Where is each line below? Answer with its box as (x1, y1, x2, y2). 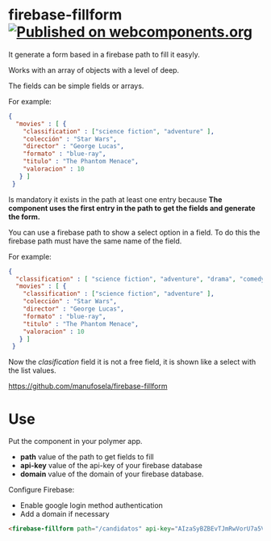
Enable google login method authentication (19, 501, 164, 510)
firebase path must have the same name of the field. (8, 236, 182, 246)
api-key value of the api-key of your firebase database (19, 461, 203, 471)
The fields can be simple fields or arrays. (8, 81, 144, 91)
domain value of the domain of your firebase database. (19, 469, 204, 479)
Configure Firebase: (8, 485, 75, 495)
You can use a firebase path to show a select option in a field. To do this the (8, 227, 261, 237)
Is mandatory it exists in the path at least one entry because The (8, 194, 223, 204)
